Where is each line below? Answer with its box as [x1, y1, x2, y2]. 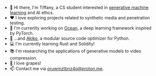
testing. [9, 20, 25, 26]
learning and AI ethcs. [9, 10, 54, 15]
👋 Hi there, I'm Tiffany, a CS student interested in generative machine [9, 5, 149, 10]
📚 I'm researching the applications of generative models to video [9, 48, 141, 54]
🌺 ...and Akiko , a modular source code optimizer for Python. [9, 35, 130, 41]
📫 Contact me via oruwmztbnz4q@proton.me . [9, 66, 104, 71]
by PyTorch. [9, 30, 34, 36]
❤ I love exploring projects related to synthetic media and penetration [9, 15, 150, 20]
